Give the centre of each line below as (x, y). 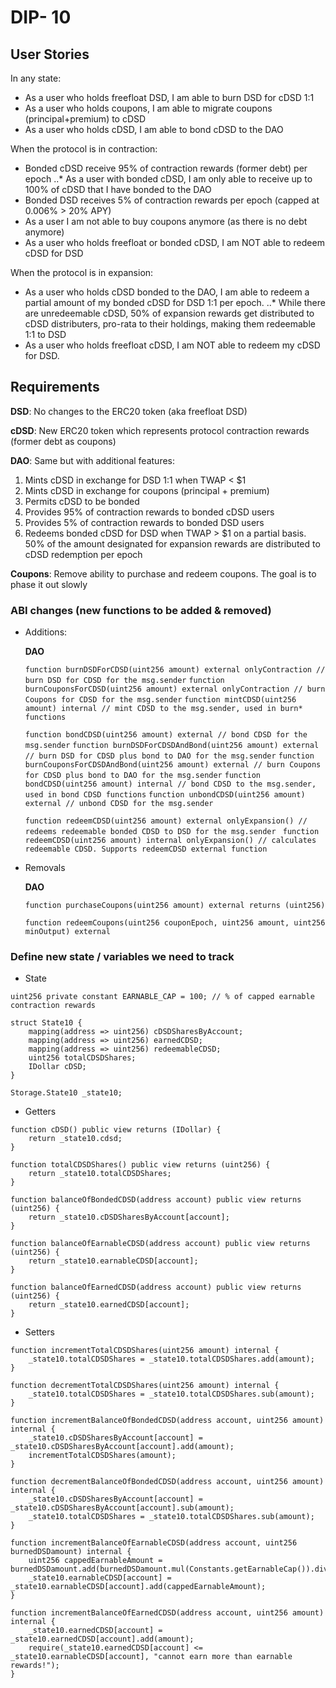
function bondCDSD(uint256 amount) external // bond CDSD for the (166, 735)
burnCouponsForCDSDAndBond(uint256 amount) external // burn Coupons (173, 765)
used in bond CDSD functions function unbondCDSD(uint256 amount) (165, 795)
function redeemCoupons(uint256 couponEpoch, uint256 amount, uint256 (175, 923)
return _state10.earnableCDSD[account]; (113, 1261)
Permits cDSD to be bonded (82, 501)
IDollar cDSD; (57, 1067)
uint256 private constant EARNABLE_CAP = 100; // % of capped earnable (162, 997)
